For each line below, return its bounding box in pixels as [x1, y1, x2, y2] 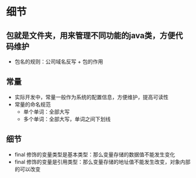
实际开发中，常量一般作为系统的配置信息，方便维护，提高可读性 [14, 93, 169, 100]
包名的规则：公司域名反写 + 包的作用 [14, 58, 104, 65]
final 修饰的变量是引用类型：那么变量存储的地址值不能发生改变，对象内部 [14, 158, 191, 165]
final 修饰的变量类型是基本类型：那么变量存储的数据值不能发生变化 [14, 150, 176, 158]
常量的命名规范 [14, 101, 51, 108]
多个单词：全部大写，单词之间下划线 [23, 115, 111, 122]
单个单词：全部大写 [23, 108, 70, 115]
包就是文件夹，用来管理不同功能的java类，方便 [6, 30, 176, 40]
